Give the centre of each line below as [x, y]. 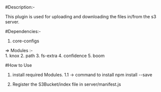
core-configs [26, 41]
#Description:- [20, 7]
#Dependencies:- [23, 31]
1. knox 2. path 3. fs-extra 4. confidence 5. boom [55, 56]
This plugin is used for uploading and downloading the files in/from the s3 [81, 16]
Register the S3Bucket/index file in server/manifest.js [67, 84]
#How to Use [19, 65]
